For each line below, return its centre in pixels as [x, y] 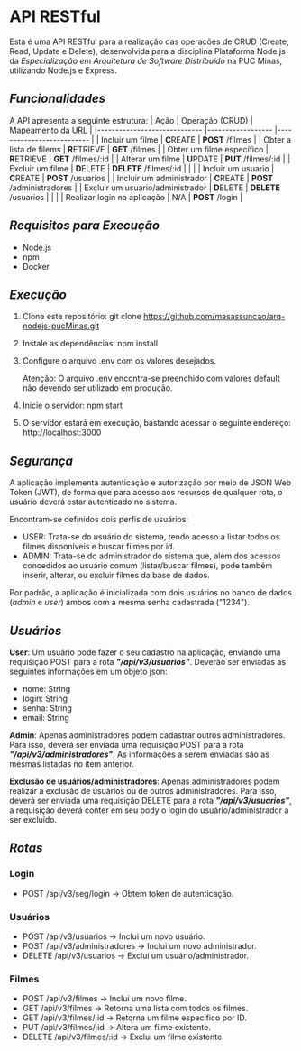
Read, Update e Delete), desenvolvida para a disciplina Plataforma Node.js [147, 51]
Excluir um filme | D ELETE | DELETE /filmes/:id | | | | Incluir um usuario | [142, 168]
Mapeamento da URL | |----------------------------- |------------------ [141, 130]
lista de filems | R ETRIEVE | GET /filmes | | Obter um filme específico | [139, 149]
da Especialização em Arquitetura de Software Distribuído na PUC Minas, [146, 60]
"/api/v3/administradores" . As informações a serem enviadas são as [140, 754]
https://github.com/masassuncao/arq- [214, 317]
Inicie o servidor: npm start [73, 406]
